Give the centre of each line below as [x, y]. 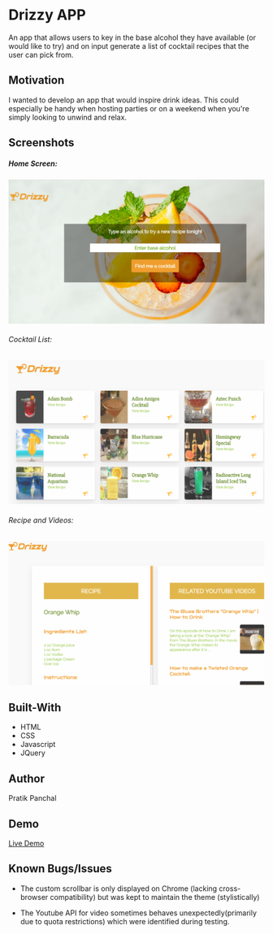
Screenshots [41, 143]
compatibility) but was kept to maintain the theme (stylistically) [155, 897]
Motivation [37, 80]
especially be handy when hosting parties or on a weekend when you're [129, 108]
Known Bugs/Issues [60, 869]
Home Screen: [33, 163]
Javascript [38, 745]
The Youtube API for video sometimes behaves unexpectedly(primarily [139, 913]
